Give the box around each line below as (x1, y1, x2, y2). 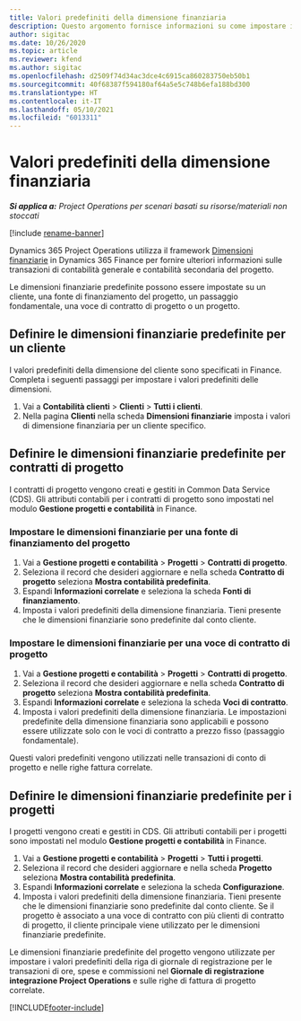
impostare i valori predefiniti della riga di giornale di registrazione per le (9, 956, 273, 967)
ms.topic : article (9, 47, 78, 56)
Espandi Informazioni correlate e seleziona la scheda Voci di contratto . (21, 697, 288, 708)
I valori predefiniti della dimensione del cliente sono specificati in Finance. (9, 365, 282, 375)
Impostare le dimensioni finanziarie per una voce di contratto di (9, 637, 291, 649)
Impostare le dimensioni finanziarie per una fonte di (9, 525, 239, 538)
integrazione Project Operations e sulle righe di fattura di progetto (9, 975, 257, 986)
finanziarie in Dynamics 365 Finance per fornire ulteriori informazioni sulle (9, 255, 283, 266)
